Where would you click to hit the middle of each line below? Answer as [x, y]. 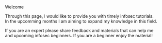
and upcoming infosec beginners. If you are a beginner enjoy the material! [79, 36]
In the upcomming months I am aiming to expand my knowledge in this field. [81, 21]
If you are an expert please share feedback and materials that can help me [79, 30]
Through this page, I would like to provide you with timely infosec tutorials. [79, 16]
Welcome [15, 7]
